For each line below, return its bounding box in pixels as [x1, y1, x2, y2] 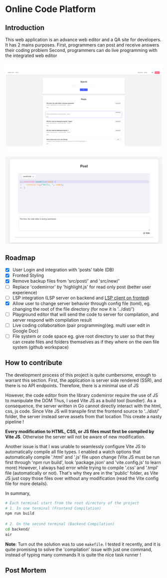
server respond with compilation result [12, 317, 92, 323]
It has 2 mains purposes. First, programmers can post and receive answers [5, 42, 160, 48]
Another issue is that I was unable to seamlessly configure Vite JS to [5, 443, 146, 449]
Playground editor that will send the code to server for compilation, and [12, 311, 159, 317]
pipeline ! [5, 419, 24, 425]
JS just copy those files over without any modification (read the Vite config [5, 475, 159, 481]
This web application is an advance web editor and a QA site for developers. [5, 36, 162, 42]
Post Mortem [5, 566, 46, 575]
